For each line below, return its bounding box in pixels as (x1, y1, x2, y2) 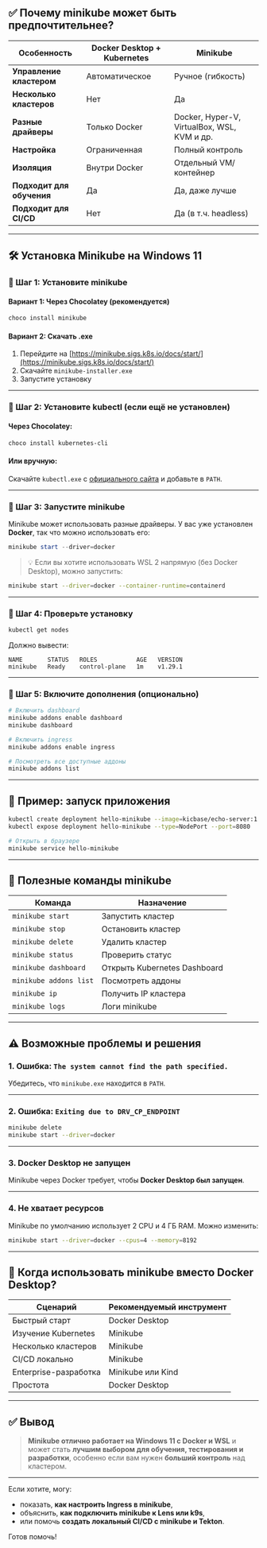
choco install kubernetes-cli (8, 439, 109, 447)
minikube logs (12, 1002, 66, 1012)
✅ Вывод (8, 1414, 55, 1429)
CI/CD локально (12, 1354, 74, 1365)
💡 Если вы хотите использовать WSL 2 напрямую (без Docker (27, 557, 238, 567)
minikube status (12, 950, 74, 960)
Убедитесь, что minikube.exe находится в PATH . (8, 1078, 166, 1088)
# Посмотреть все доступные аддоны (8, 757, 126, 765)
